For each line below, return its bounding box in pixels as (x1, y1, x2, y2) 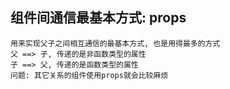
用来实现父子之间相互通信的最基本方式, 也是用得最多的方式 (10, 38, 221, 48)
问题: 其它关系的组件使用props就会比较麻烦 (10, 70, 169, 80)
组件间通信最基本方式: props (10, 9, 187, 27)
